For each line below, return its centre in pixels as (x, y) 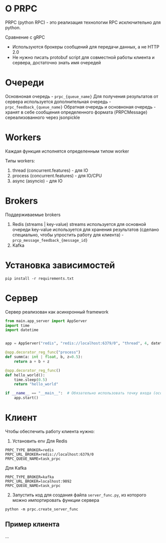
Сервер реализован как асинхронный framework (57, 312)
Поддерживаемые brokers (33, 215)
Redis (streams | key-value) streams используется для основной (79, 224)
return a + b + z (32, 361)
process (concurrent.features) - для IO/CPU (57, 175)
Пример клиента (32, 524)
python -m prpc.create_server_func (42, 509)
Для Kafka (16, 468)
